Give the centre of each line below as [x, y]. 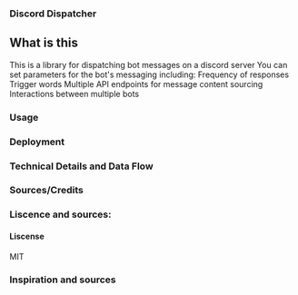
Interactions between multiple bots [74, 93]
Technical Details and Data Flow [81, 166]
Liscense [27, 236]
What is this [44, 43]
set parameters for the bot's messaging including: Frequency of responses [149, 74]
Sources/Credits [46, 191]
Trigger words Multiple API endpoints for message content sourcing [136, 84]
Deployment [37, 142]
